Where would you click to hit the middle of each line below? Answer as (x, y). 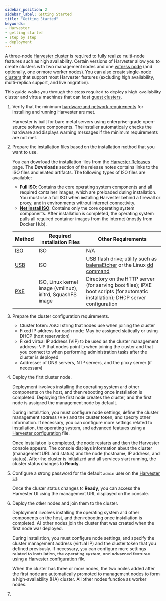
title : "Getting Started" (32, 19)
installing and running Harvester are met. (54, 112)
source (20, 127)
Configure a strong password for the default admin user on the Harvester (86, 473)
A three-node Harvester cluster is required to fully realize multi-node (75, 56)
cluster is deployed (39, 357)
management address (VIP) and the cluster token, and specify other (81, 417)
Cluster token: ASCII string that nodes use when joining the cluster (87, 325)
